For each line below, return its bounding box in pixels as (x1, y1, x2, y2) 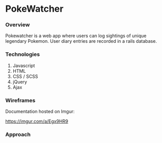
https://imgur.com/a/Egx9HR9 (5, 118, 68, 125)
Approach (5, 131, 31, 138)
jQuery (12, 78, 27, 84)
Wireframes (5, 97, 36, 104)
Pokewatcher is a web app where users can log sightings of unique (5, 33, 147, 39)
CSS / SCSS (12, 73, 38, 79)
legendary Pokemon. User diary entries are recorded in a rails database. (5, 38, 157, 44)
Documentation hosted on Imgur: (5, 108, 75, 115)
